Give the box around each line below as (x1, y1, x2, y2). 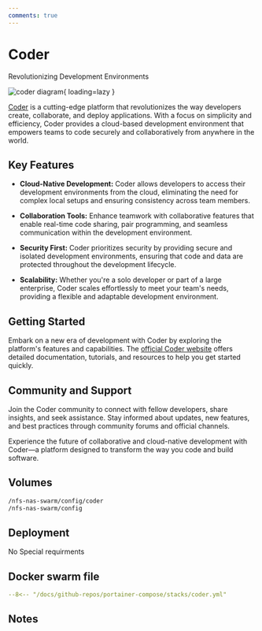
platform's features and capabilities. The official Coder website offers (8, 344, 234, 354)
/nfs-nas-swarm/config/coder (8, 497, 104, 505)
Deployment (8, 525, 70, 540)
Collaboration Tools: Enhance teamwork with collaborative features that (19, 211, 254, 221)
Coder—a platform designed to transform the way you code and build (8, 445, 234, 454)
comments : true (8, 11, 58, 20)
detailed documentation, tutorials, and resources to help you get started (8, 352, 242, 362)
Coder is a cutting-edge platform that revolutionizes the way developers (8, 102, 242, 111)
